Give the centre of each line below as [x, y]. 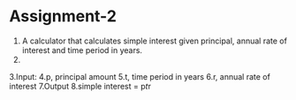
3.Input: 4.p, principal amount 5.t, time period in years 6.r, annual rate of [140, 76]
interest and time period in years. [82, 50]
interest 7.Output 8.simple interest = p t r [80, 86]
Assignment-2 [63, 16]
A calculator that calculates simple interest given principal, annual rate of [154, 41]
